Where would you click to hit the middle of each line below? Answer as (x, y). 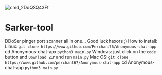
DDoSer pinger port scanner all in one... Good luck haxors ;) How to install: (81, 41)
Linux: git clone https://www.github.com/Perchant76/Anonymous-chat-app (81, 46)
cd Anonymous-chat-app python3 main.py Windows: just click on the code (81, 51)
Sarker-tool (29, 28)
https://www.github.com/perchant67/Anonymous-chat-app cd (66, 62)
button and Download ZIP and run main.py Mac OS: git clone (67, 57)
